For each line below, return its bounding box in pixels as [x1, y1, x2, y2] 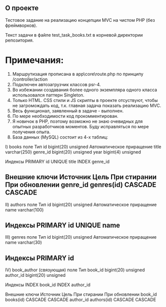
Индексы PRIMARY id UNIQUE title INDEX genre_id [5, 158, 110, 164]
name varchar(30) [5, 240, 42, 246]
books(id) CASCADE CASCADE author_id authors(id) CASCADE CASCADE [5, 297, 156, 303]
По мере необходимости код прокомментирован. [12, 113, 119, 119]
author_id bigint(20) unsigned [5, 272, 66, 278]
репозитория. [5, 37, 34, 43]
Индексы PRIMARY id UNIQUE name [5, 221, 120, 229]
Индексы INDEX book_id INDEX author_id [5, 282, 91, 288]
